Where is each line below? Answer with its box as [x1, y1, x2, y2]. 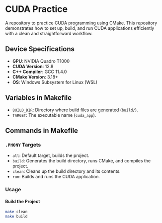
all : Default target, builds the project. [12, 152, 89, 158]
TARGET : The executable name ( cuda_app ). [12, 112, 96, 118]
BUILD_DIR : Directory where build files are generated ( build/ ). [12, 107, 138, 113]
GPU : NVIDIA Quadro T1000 [12, 58, 70, 64]
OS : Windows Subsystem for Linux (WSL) [12, 79, 98, 85]
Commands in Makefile [5, 126, 79, 135]
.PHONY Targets [5, 141, 41, 148]
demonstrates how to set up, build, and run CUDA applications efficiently [5, 25, 155, 31]
